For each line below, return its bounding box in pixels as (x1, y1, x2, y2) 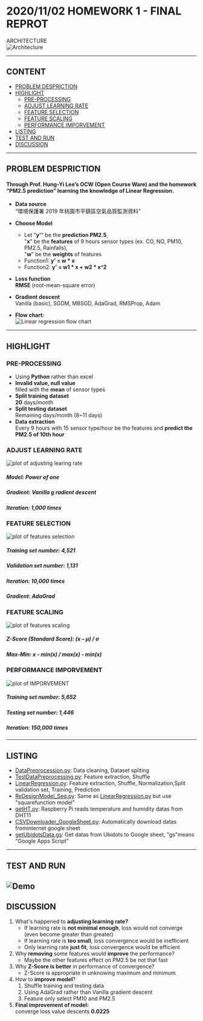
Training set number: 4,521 (6, 547, 76, 554)
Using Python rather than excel (14, 373, 94, 380)
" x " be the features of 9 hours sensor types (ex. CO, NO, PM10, (24, 238, 182, 245)
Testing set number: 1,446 (6, 708, 74, 716)
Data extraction (14, 418, 56, 426)
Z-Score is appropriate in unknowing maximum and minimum (24, 969, 176, 976)
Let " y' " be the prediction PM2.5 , (24, 232, 109, 239)
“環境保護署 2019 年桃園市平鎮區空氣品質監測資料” (14, 207, 141, 215)
